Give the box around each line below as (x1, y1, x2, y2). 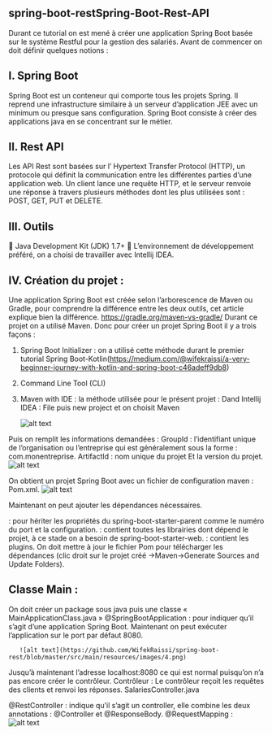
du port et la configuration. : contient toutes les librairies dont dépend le (8, 524, 249, 535)
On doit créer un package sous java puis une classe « (8, 604, 188, 614)
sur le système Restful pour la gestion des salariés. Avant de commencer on (8, 37, 262, 46)
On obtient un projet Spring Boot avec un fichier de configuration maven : (8, 476, 254, 486)
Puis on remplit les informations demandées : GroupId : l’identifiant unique (8, 434, 257, 444)
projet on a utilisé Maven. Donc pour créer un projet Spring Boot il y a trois (8, 321, 257, 331)
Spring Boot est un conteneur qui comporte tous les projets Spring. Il (8, 90, 239, 100)
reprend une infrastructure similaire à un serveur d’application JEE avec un (8, 99, 258, 109)
